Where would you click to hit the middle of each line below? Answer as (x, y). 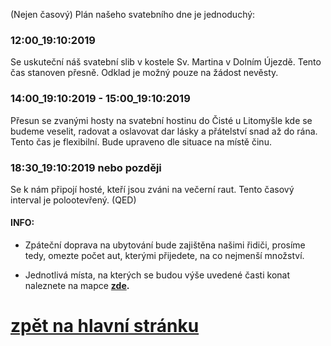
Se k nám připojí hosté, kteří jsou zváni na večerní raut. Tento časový (152, 189)
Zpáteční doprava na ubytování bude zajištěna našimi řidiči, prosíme (165, 245)
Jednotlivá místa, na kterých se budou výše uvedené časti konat (157, 275)
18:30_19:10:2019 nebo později (86, 167)
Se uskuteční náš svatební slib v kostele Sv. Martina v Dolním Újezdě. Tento (166, 62)
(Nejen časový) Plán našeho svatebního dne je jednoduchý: (133, 14)
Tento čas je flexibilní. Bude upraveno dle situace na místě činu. (141, 141)
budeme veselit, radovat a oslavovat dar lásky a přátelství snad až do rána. (164, 131)
